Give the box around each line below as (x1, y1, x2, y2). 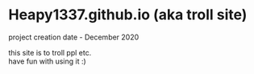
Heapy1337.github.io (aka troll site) (8, 6, 248, 24)
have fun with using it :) (8, 56, 86, 66)
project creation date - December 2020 (8, 32, 139, 42)
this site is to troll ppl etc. (8, 47, 92, 57)
